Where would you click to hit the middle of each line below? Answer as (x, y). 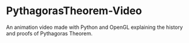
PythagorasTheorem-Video (74, 11)
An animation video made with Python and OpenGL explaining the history (95, 27)
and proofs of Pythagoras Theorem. (49, 33)
